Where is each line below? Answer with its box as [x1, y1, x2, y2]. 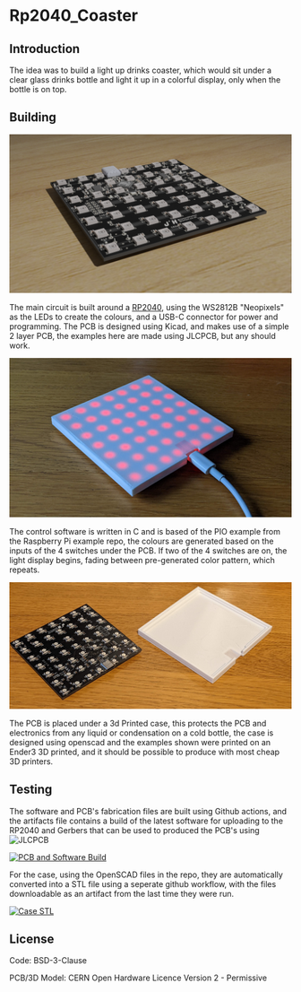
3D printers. [9, 755, 54, 767]
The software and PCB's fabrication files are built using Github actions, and [9, 805, 288, 816]
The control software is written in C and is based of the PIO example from [9, 526, 280, 536]
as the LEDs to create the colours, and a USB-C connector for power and [9, 311, 279, 323]
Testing [9, 782, 53, 797]
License [9, 931, 55, 946]
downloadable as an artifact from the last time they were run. [9, 888, 235, 899]
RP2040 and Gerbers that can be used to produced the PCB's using [9, 824, 260, 835]
